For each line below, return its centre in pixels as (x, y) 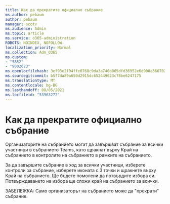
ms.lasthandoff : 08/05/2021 (35, 90)
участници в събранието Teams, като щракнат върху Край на (72, 150)
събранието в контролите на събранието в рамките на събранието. (79, 155)
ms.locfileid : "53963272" (32, 95)
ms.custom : (17, 57)
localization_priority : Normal (38, 48)
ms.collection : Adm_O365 (31, 52)
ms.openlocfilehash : (27, 71)
